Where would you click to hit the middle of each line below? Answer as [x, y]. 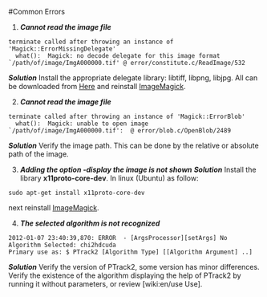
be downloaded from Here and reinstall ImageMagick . [97, 86]
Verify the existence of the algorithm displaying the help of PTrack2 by [125, 275]
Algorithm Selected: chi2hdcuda [62, 245]
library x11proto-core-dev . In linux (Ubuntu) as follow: [109, 178]
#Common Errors [37, 12]
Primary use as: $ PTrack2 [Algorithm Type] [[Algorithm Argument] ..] [130, 252]
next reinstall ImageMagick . [54, 207]
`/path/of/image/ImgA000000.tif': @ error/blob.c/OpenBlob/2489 [119, 131]
